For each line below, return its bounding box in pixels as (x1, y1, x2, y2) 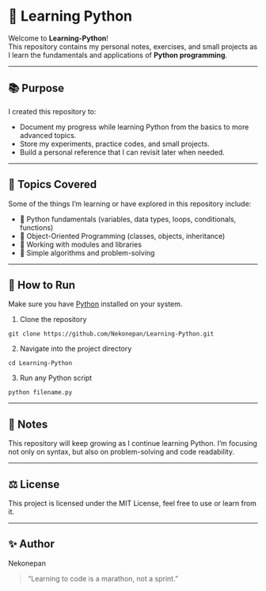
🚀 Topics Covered (8, 178, 97, 191)
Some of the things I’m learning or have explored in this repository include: (8, 198, 252, 209)
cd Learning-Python (8, 359, 73, 367)
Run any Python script (19, 373, 93, 383)
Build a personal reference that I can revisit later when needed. (19, 147, 226, 157)
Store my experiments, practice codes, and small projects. (19, 139, 210, 148)
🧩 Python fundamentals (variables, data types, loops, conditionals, (19, 214, 237, 224)
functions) (19, 222, 54, 232)
